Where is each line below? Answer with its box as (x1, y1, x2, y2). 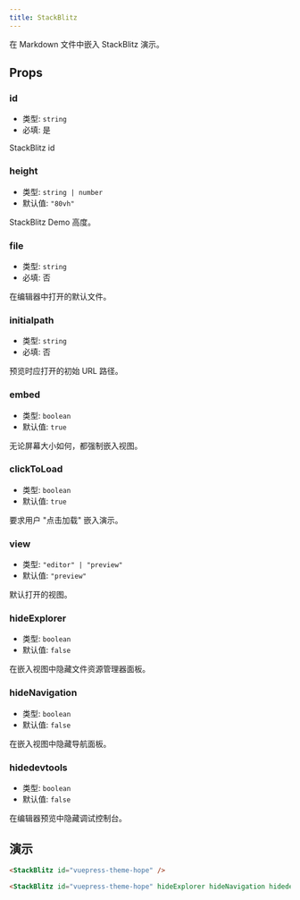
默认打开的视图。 (9, 590, 72, 600)
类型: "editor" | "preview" (21, 559, 123, 570)
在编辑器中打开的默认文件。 (9, 291, 112, 301)
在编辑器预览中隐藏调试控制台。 (9, 812, 127, 823)
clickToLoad (9, 463, 63, 475)
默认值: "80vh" (21, 198, 75, 208)
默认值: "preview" (21, 570, 87, 582)
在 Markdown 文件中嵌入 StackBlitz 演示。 (9, 38, 164, 49)
